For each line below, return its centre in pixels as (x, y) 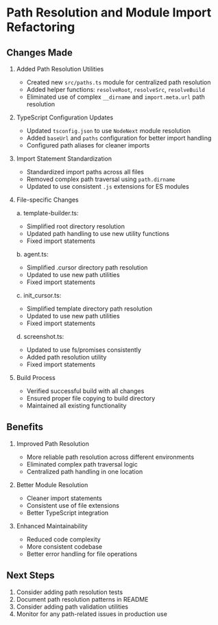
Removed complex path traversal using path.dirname (101, 179)
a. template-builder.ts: (48, 213)
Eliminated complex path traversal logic (82, 464)
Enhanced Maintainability (52, 526)
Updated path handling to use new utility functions (98, 234)
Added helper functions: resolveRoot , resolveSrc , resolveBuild (116, 90)
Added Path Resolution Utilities (60, 69)
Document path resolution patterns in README (82, 599)
